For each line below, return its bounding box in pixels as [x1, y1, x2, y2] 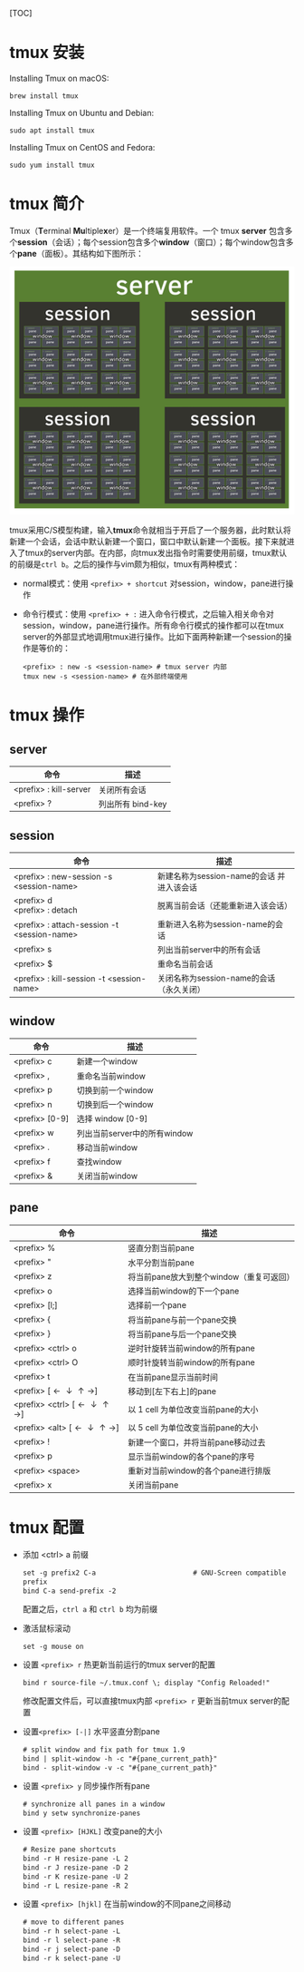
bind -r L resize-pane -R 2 [22, 1881, 128, 1890]
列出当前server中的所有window [76, 1128, 194, 1138]
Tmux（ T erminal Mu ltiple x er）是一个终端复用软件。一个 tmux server [9, 225, 267, 236]
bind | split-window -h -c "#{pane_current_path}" [22, 1754, 218, 1763]
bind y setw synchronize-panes [22, 1809, 141, 1818]
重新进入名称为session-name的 [157, 918, 276, 929]
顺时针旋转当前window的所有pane [128, 1357, 255, 1368]
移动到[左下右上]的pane [128, 1385, 217, 1396]
